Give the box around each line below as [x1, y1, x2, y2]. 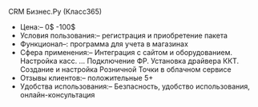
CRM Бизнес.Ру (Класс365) [8, 7, 103, 16]
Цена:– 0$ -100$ [19, 22, 76, 31]
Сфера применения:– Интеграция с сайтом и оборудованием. [19, 48, 232, 57]
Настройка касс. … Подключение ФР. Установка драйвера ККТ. [19, 56, 239, 65]
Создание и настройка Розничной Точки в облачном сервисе [19, 65, 232, 74]
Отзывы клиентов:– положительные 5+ [19, 73, 154, 82]
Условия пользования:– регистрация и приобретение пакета [19, 31, 228, 40]
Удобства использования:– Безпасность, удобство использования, [19, 81, 251, 91]
